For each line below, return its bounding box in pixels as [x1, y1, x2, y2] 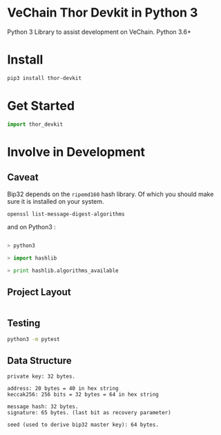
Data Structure [7, 354, 73, 367]
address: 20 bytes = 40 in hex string [7, 385, 119, 392]
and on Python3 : [7, 223, 57, 231]
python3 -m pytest [7, 336, 60, 342]
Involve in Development [7, 144, 146, 159]
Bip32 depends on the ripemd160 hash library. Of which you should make [7, 190, 214, 198]
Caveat [7, 171, 39, 184]
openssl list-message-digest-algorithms [7, 211, 126, 217]
